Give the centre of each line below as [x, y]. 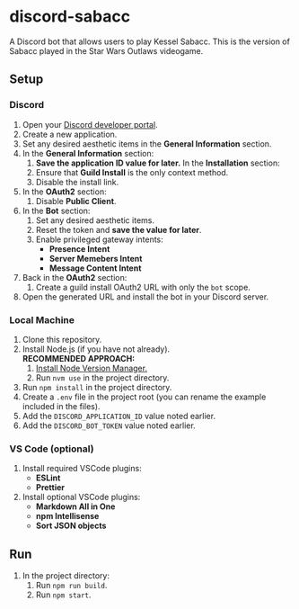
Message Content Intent [95, 268]
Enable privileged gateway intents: [99, 239]
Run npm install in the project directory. [97, 387]
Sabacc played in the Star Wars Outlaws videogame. [106, 50]
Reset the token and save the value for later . [119, 229]
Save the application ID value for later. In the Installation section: [158, 163]
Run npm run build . [71, 586]
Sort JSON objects [71, 526]
